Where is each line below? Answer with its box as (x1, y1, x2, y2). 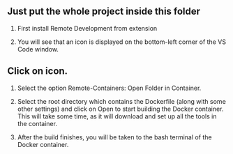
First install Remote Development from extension (17, 24, 158, 32)
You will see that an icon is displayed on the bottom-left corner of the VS (17, 38, 227, 46)
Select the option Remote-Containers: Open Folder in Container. (17, 84, 202, 92)
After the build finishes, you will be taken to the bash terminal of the (17, 132, 212, 141)
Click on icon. (7, 66, 68, 77)
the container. (17, 119, 58, 128)
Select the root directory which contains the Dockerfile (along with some (17, 97, 227, 105)
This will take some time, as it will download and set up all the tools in (17, 111, 217, 121)
